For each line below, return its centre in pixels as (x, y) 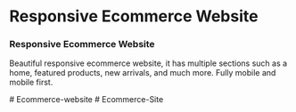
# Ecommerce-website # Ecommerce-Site (86, 100)
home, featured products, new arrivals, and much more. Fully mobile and (143, 73)
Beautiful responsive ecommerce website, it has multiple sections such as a (148, 63)
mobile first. (31, 83)
